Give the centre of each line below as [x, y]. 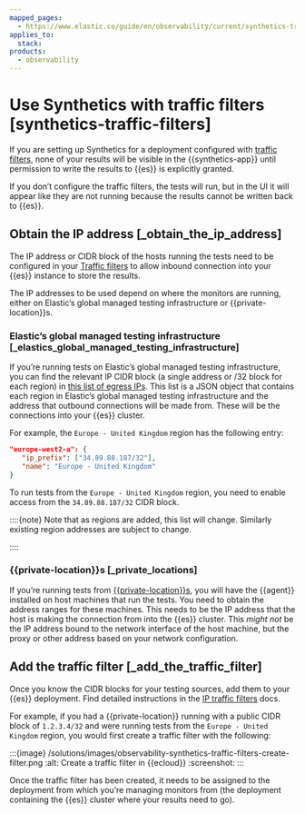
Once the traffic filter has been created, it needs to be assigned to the [140, 780]
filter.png [26, 762]
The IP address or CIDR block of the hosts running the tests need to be [142, 256]
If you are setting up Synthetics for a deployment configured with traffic [143, 149]
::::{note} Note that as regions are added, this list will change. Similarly [141, 520]
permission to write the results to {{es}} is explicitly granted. [122, 168]
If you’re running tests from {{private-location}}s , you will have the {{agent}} [152, 590]
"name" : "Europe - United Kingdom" [89, 466]
